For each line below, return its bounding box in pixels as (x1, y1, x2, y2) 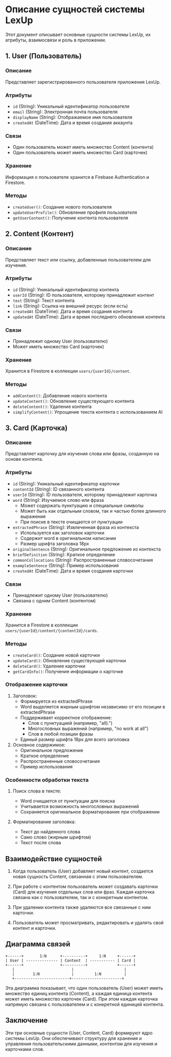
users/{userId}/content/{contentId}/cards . (5, 627, 99, 634)
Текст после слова (20, 840, 61, 846)
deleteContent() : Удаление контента (12, 403, 92, 410)
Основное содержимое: (12, 742, 65, 748)
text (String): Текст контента (12, 297, 75, 303)
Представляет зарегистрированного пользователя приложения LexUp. (5, 78, 161, 85)
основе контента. (5, 456, 43, 462)
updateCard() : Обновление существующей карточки (12, 657, 127, 663)
